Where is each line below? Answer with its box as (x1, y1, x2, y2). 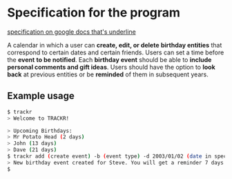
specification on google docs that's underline (7, 28, 136, 36)
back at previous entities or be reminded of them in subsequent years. (7, 70, 209, 78)
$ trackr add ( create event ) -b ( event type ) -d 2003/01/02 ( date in (7, 153, 212, 160)
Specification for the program (7, 5, 181, 21)
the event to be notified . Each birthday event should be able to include (7, 55, 212, 63)
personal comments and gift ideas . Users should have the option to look (7, 63, 215, 71)
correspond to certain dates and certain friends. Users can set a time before (7, 48, 224, 56)
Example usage (7, 90, 75, 102)
